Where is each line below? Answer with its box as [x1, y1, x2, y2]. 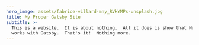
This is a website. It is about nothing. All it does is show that [11, 25, 187, 31]
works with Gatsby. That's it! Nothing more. [11, 30, 131, 36]
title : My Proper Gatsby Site [6, 14, 81, 20]
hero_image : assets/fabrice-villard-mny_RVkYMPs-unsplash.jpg [6, 8, 163, 15]
